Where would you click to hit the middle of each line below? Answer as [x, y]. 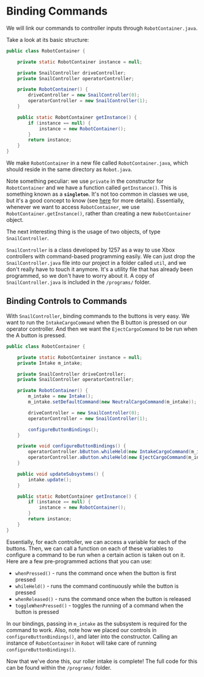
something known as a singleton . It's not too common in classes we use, [98, 194]
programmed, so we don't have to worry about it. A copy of [80, 276]
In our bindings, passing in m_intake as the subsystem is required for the [97, 624]
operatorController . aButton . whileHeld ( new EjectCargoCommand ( [108, 458]
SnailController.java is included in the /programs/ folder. [79, 282]
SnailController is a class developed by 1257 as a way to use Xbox [90, 250]
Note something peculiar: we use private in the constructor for [85, 181]
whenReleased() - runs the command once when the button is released [103, 599]
